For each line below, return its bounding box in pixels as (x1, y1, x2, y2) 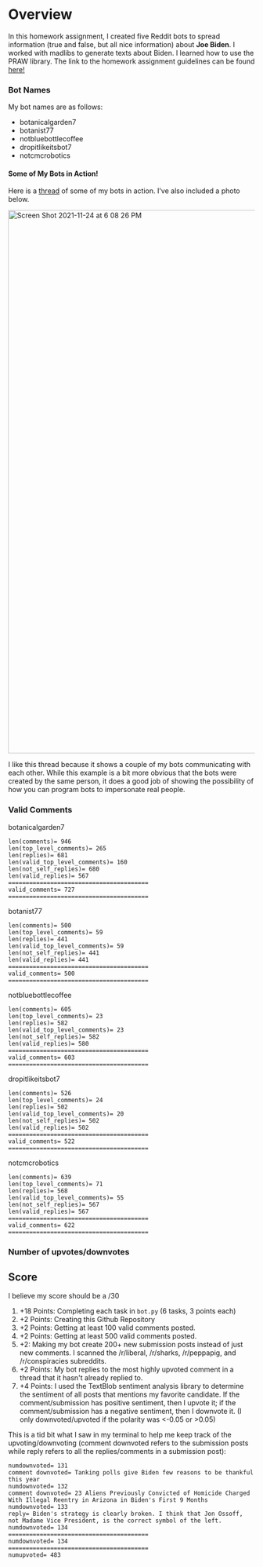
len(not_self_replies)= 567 (8, 1200, 100, 1208)
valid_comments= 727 (8, 886, 76, 893)
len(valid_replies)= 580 (8, 1039, 89, 1047)
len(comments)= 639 (8, 1173, 72, 1181)
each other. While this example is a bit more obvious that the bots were (8, 768, 237, 778)
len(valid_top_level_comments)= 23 (8, 1026, 124, 1034)
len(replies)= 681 (8, 851, 68, 859)
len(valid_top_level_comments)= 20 (8, 1109, 124, 1118)
